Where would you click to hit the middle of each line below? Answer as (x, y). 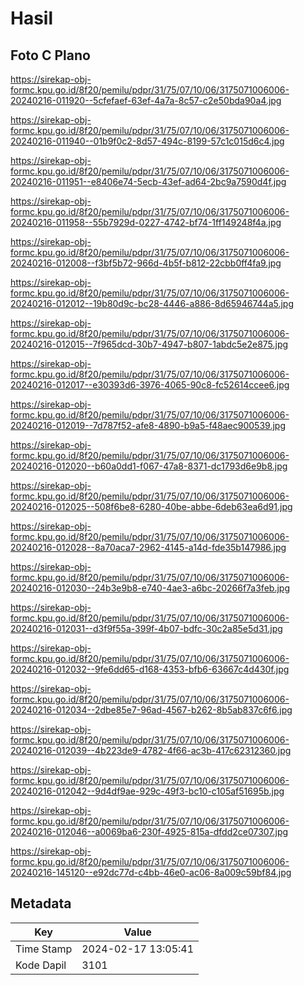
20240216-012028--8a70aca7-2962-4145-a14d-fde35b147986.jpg (148, 547)
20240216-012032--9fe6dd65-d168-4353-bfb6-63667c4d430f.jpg (150, 669)
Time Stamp (44, 949)
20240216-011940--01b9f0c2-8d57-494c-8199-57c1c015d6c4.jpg (147, 141)
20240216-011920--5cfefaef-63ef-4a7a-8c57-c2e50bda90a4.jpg (146, 100)
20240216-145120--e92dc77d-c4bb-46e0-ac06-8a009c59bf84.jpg (151, 872)
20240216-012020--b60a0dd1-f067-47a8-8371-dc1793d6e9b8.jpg (149, 466)
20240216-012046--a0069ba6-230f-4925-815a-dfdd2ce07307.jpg (149, 831)
